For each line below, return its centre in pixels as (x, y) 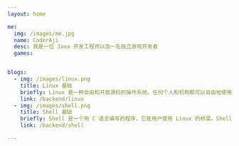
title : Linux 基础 (46, 85)
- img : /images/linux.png (52, 79)
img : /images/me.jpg (44, 33)
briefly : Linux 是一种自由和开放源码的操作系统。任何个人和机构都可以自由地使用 (126, 92)
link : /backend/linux (52, 99)
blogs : (17, 73)
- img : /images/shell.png (52, 105)
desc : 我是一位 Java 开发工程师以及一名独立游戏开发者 (86, 47)
